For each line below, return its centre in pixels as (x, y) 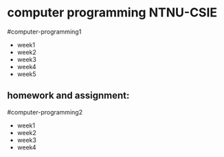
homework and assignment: (68, 96)
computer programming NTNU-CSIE (112, 13)
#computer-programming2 (45, 112)
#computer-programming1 (44, 32)
